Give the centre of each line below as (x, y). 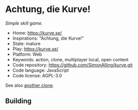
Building (18, 101)
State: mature (27, 43)
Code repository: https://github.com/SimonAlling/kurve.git (73, 65)
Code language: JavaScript (41, 70)
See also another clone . (30, 85)
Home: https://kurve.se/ (37, 33)
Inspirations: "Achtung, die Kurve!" (48, 38)
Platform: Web (27, 54)
